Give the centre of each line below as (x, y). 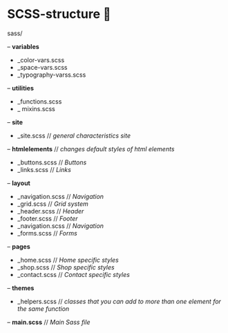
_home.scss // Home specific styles (68, 260)
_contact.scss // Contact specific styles (73, 274)
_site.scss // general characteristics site (74, 135)
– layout (19, 183)
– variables (23, 46)
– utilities (21, 88)
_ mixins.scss (36, 108)
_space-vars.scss (42, 67)
